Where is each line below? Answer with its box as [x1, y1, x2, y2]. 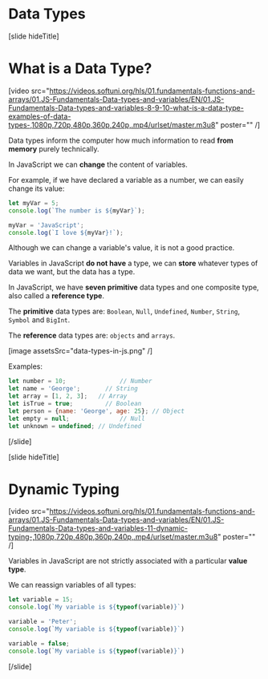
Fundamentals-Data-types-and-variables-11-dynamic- [8, 523, 189, 533]
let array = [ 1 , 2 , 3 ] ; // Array [8, 392, 128, 401]
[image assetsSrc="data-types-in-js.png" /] [8, 346, 153, 356]
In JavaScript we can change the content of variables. [8, 160, 188, 169]
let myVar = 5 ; [8, 199, 59, 207]
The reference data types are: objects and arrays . [8, 330, 176, 341]
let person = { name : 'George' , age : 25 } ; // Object [8, 406, 185, 415]
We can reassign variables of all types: [8, 580, 136, 590]
